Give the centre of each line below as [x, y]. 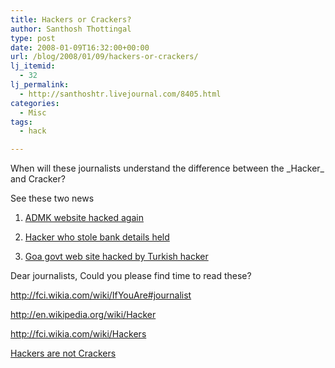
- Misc [33, 112]
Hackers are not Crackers [63, 353]
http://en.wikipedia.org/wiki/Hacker [83, 315]
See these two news [52, 198]
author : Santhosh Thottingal [71, 29]
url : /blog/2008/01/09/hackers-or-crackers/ [104, 57]
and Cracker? [38, 179]
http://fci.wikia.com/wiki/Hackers [78, 334]
